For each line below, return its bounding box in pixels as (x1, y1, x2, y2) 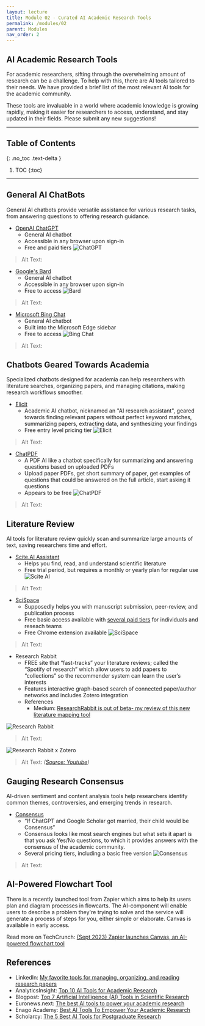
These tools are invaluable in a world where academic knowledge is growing (6, 101, 198, 109)
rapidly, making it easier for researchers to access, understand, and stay (6, 108, 189, 115)
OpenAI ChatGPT (15, 224, 59, 232)
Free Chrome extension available (24, 629, 107, 636)
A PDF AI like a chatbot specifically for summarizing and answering (24, 456, 193, 464)
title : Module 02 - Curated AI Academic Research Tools (6, 15, 151, 21)
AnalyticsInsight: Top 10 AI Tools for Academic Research (15, 986, 157, 994)
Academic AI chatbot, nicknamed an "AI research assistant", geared (24, 407, 195, 414)
